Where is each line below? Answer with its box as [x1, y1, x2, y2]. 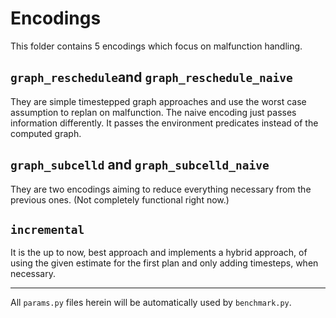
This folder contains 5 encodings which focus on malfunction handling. [10, 40, 303, 52]
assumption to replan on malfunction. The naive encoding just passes [10, 106, 297, 118]
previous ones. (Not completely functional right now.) [10, 193, 230, 206]
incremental [10, 222, 85, 237]
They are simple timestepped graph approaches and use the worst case [10, 95, 307, 107]
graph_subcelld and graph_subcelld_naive [10, 157, 270, 174]
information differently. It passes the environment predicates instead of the [10, 117, 319, 129]
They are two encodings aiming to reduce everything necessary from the [10, 183, 312, 195]
